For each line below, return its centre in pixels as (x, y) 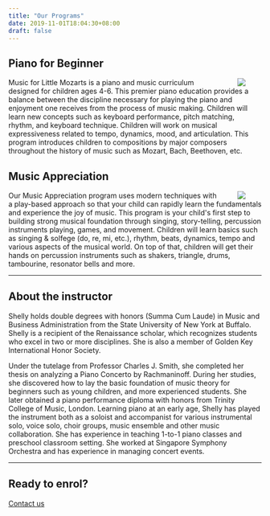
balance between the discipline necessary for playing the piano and (121, 100)
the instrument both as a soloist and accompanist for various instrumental (130, 417)
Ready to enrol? (48, 484)
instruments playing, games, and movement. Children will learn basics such (133, 229)
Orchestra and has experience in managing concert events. (106, 451)
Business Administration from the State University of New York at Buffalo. (130, 324)
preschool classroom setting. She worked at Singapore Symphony (118, 442)
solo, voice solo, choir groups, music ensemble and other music (114, 425)
